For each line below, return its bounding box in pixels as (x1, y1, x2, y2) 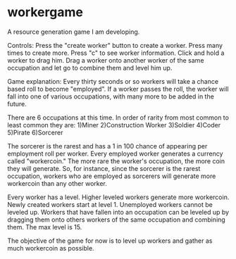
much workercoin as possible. (7, 244, 94, 252)
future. (7, 99, 27, 108)
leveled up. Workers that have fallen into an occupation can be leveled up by (7, 208, 230, 216)
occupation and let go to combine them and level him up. (7, 63, 173, 72)
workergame (7, 4, 83, 20)
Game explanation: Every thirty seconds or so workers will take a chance (7, 77, 219, 85)
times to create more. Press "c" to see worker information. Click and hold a (7, 49, 225, 57)
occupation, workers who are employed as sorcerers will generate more (7, 172, 216, 180)
